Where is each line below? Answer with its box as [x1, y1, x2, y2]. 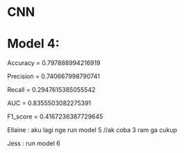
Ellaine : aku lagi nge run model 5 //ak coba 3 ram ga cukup [7, 126, 177, 134]
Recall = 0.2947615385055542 [7, 86, 96, 94]
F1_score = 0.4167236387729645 [7, 112, 103, 121]
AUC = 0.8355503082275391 [7, 99, 92, 107]
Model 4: [7, 36, 60, 52]
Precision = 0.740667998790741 [7, 72, 101, 80]
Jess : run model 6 [7, 139, 61, 147]
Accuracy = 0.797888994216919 [7, 59, 101, 67]
